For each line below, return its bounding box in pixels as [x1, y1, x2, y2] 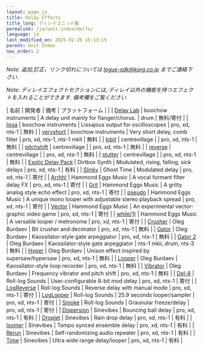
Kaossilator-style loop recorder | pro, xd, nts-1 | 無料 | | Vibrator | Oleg [6, 262, 181, 269]
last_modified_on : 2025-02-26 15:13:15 [6, 37, 107, 43]
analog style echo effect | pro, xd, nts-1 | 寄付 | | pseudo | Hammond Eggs [6, 188, 191, 196]
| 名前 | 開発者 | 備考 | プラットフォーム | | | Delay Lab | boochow [6, 107, 168, 114]
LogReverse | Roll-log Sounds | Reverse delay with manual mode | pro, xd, [6, 284, 191, 291]
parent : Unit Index [6, 43, 56, 49]
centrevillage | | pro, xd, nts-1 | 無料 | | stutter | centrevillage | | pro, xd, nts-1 [6, 151, 196, 158]
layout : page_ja [6, 8, 47, 15]
